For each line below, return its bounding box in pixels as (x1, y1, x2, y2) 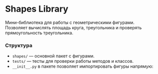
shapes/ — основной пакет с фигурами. (12, 53, 95, 59)
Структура (5, 42, 33, 49)
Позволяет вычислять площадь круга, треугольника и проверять (5, 24, 142, 30)
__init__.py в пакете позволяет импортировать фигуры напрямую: (12, 63, 154, 69)
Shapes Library (5, 3, 69, 15)
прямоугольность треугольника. (5, 30, 74, 36)
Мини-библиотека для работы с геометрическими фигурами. (5, 19, 135, 25)
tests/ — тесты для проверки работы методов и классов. (12, 58, 134, 64)
